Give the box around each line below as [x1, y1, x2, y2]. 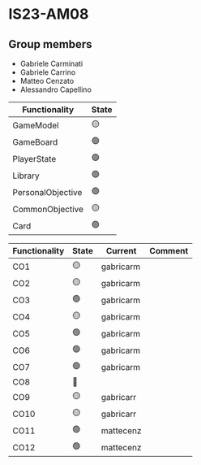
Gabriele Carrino [19, 67, 76, 77]
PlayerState [12, 153, 57, 164]
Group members [8, 37, 92, 51]
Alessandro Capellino [19, 85, 92, 94]
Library [12, 170, 40, 181]
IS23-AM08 [8, 5, 89, 24]
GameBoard [12, 136, 58, 147]
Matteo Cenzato [19, 76, 75, 85]
